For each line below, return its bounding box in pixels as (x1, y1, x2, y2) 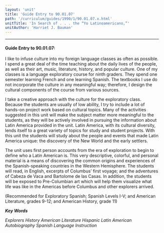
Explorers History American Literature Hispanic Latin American (5, 217, 132, 223)
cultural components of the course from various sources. (5, 87, 120, 93)
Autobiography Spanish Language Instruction (5, 223, 97, 229)
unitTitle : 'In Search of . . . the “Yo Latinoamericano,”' (5, 21, 130, 26)
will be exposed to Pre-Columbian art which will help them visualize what (5, 179, 152, 185)
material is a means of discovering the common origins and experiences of (5, 158, 156, 164)
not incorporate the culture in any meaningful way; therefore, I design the (5, 82, 152, 88)
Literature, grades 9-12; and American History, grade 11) (5, 198, 118, 204)
